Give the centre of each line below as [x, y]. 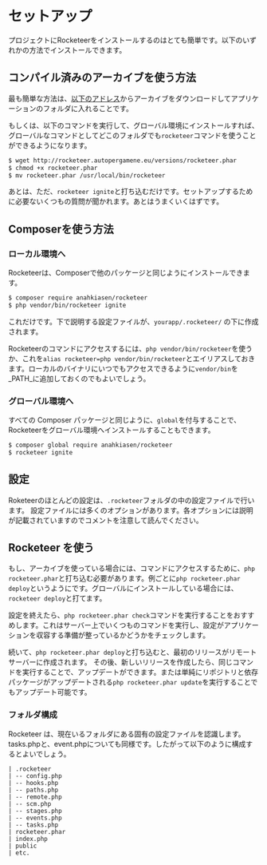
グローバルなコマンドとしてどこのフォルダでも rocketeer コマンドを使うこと [132, 135]
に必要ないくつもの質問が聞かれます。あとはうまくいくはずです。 [116, 201]
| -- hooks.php [33, 783]
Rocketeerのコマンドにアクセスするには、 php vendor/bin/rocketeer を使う [130, 348]
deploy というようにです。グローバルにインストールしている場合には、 [123, 589]
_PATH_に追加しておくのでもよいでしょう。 [79, 378]
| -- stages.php [35, 811]
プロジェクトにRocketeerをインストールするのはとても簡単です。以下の [126, 40]
